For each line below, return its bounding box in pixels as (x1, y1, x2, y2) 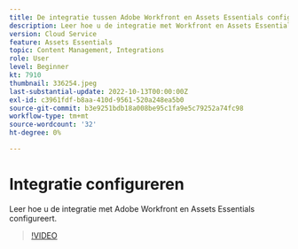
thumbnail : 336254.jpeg (9, 79, 98, 88)
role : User (9, 54, 50, 63)
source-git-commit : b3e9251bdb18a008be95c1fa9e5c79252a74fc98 (9, 104, 244, 113)
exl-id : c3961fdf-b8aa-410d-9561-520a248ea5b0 (9, 95, 184, 105)
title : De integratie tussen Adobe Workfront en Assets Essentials (9, 12, 264, 22)
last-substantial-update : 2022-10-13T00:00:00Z (9, 87, 189, 96)
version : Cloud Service (9, 29, 98, 38)
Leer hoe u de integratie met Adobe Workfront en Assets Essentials (9, 203, 255, 214)
